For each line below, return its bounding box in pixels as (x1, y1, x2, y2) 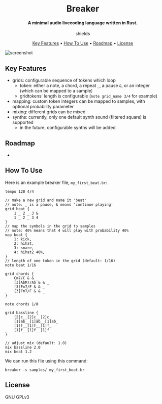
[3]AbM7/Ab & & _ (14, 280, 50, 285)
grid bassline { (5, 310, 38, 315)
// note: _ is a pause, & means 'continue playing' (5, 202, 113, 207)
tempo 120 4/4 (5, 189, 34, 194)
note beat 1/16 (5, 263, 36, 268)
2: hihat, (14, 241, 34, 246)
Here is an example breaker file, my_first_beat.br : (5, 180, 107, 185)
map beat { (5, 232, 28, 237)
